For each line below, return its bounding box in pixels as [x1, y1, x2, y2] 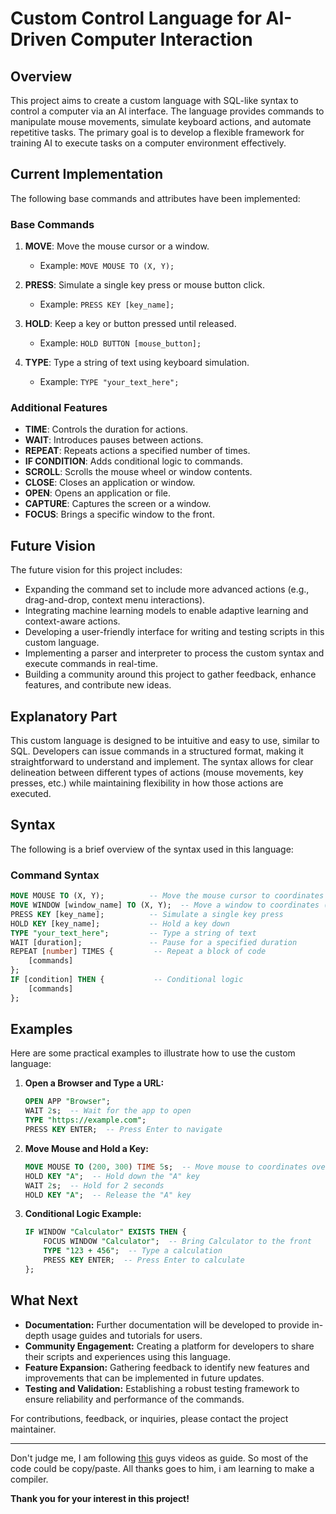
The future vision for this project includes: [10, 564, 183, 576]
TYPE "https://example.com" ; [24, 1115, 147, 1126]
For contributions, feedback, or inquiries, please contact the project [10, 1412, 289, 1424]
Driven [10, 28, 67, 51]
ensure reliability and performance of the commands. [24, 1393, 245, 1405]
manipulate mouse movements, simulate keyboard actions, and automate [10, 116, 312, 127]
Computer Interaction [70, 28, 253, 51]
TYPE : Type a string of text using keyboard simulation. [24, 357, 250, 369]
